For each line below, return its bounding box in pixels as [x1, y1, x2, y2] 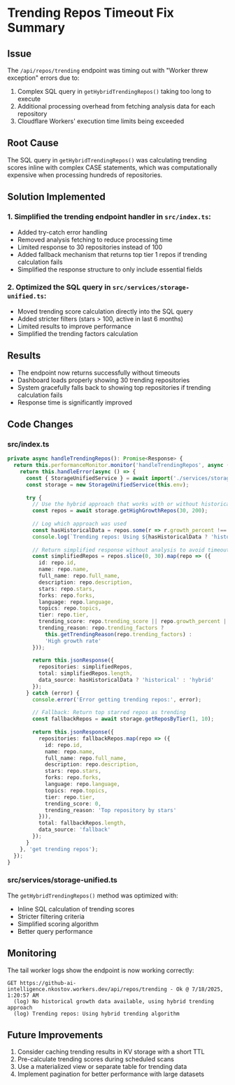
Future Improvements [7, 1029, 104, 1041]
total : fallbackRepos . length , [38, 820, 127, 827]
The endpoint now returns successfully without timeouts [17, 368, 180, 377]
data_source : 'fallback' [38, 826, 111, 834]
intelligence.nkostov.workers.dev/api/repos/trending [7, 986, 168, 993]
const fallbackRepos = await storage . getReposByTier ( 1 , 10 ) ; [32, 715, 215, 722]
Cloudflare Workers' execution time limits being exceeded [17, 117, 184, 125]
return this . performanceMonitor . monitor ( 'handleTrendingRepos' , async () [13, 462, 233, 469]
